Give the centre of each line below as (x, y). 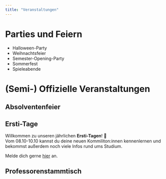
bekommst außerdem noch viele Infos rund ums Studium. (64, 146)
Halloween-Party (30, 48)
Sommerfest (25, 64)
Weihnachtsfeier (29, 53)
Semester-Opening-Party (38, 58)
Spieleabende (27, 69)
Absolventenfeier (33, 107)
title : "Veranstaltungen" (32, 10)
